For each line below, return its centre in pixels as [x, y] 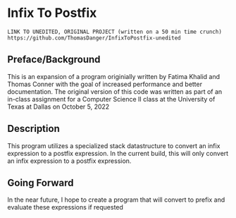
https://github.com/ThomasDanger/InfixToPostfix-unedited [94, 38]
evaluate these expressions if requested [65, 207]
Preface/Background [54, 60]
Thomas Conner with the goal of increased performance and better [105, 84]
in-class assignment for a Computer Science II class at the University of [111, 99]
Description [33, 129]
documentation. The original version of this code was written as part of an [115, 91]
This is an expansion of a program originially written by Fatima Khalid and [114, 76]
